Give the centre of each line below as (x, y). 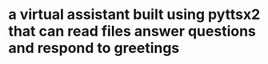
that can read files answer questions (132, 31)
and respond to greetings (94, 48)
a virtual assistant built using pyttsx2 (134, 15)
